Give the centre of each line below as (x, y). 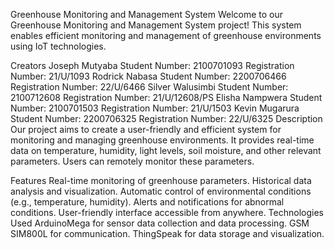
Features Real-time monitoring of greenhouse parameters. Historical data (161, 180)
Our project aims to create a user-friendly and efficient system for (146, 129)
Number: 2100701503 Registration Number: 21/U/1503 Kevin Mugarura (155, 108)
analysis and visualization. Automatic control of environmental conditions (161, 191)
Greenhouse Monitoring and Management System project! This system (156, 25)
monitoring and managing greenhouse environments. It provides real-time (162, 140)
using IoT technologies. (58, 46)
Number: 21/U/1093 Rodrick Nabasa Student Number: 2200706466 (148, 76)
